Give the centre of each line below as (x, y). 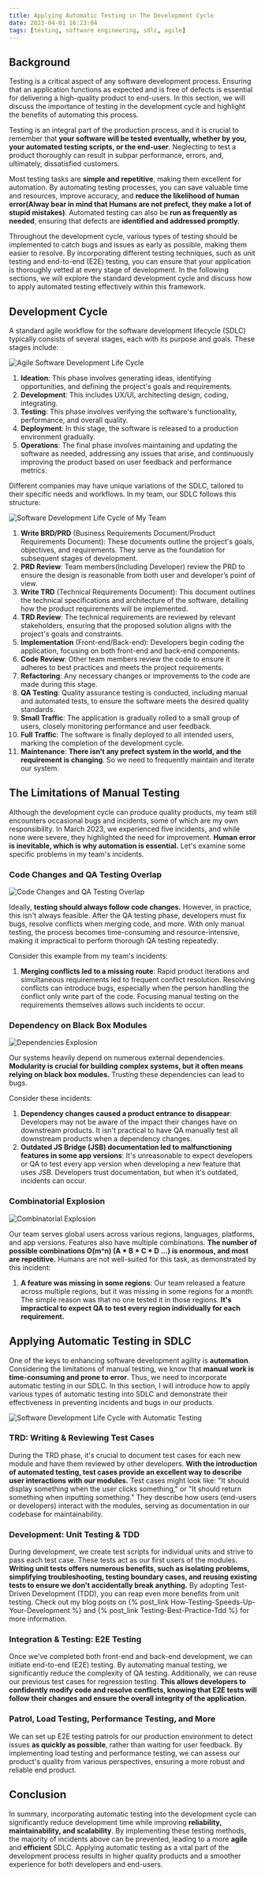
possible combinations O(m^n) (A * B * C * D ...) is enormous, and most (129, 1250)
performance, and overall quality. (74, 420)
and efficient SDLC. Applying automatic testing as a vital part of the (119, 1847)
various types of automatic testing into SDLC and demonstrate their (118, 1394)
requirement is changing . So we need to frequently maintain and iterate (138, 760)
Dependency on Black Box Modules (78, 1026)
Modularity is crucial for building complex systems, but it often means (126, 1066)
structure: (25, 502)
